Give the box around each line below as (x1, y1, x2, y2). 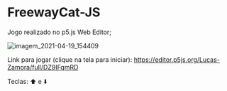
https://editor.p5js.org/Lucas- (133, 55, 220, 64)
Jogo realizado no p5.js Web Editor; (7, 28, 112, 36)
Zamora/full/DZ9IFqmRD (7, 63, 79, 71)
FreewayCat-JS (7, 4, 101, 21)
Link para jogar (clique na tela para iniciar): (7, 55, 133, 64)
